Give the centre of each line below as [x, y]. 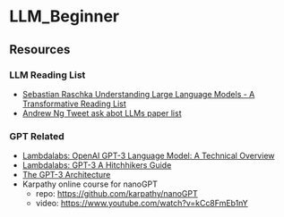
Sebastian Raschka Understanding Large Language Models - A [138, 94]
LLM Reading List [47, 75]
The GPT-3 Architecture [66, 175]
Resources [40, 50]
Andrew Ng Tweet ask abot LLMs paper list [102, 113]
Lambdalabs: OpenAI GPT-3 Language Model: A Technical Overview [148, 156]
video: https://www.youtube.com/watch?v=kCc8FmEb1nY [142, 204]
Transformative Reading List [74, 104]
